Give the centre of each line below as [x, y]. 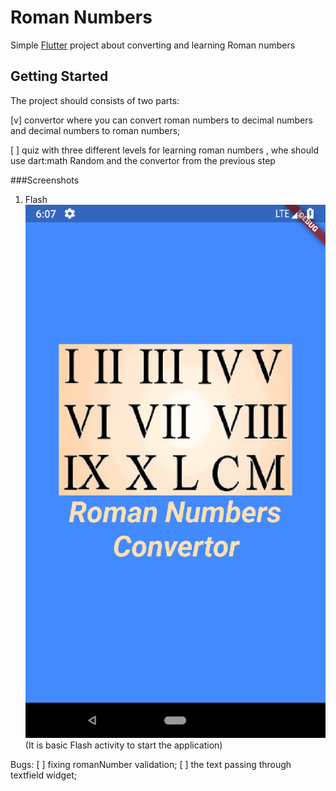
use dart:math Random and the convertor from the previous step [143, 160]
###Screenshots [45, 180]
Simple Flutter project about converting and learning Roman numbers [153, 45]
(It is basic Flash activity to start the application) [123, 745]
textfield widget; [44, 775]
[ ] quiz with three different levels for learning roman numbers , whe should [164, 150]
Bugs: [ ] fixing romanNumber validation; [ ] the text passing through [151, 765]
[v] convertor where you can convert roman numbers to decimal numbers [161, 120]
